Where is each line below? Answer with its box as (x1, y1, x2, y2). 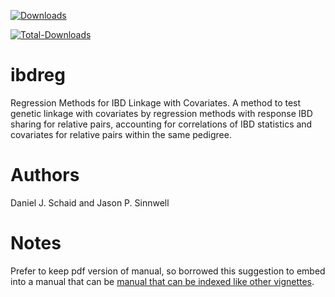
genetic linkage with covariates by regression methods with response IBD (10, 107, 313, 119)
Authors (10, 164, 80, 187)
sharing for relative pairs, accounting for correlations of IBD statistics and (10, 118, 313, 130)
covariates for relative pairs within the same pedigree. (10, 128, 232, 140)
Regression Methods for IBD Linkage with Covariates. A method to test (10, 96, 302, 109)
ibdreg (10, 64, 66, 87)
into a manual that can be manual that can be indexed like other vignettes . (10, 275, 315, 287)
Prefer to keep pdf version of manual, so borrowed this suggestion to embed (10, 265, 326, 277)
